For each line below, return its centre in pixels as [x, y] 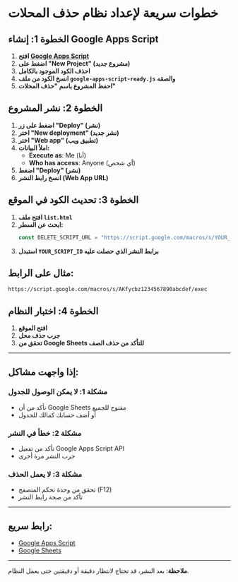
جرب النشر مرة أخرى [47, 456]
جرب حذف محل [39, 335]
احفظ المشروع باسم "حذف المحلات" [67, 86]
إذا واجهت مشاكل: [43, 372]
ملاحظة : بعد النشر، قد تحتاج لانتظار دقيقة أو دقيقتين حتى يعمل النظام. [99, 571]
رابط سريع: [30, 526]
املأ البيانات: [34, 148]
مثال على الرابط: [41, 273]
